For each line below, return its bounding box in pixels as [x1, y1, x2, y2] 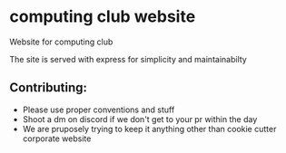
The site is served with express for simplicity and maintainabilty [9, 53, 247, 64]
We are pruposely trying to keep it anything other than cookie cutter [22, 123, 277, 134]
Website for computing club [9, 36, 113, 47]
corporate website [22, 133, 92, 144]
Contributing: [9, 80, 88, 96]
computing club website [9, 6, 196, 27]
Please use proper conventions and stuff [22, 104, 175, 115]
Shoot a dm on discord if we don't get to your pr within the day [22, 113, 258, 124]
